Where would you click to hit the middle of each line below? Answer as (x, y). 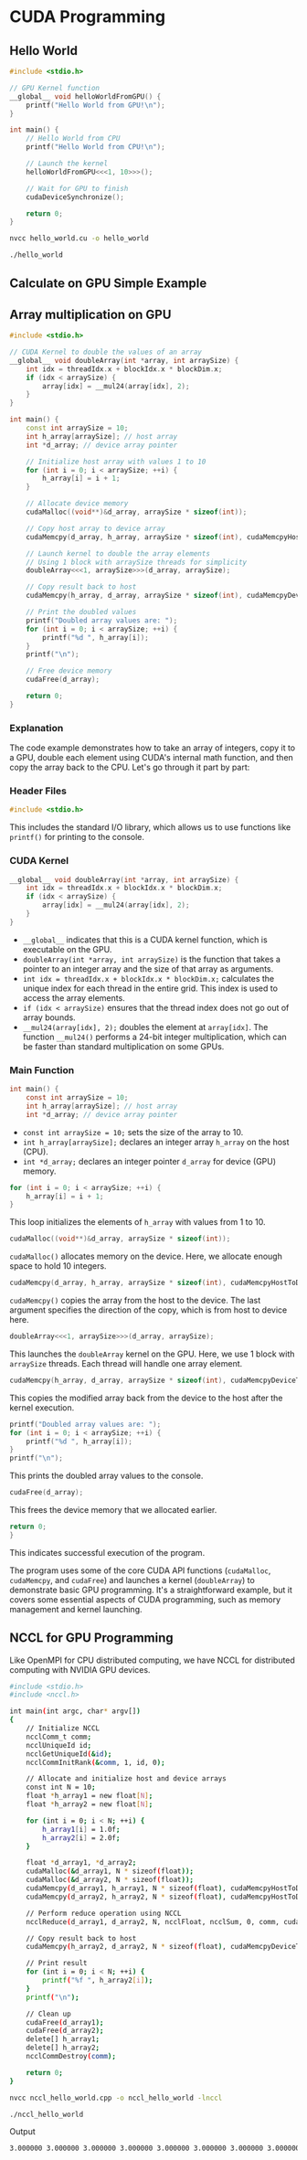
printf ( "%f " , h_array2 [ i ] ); (98, 1981)
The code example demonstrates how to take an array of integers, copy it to (152, 748)
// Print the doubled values (81, 612)
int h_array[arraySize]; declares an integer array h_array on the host (156, 1142)
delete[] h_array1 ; (63, 2039)
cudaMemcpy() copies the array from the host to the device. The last (135, 1301)
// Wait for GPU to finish (77, 188)
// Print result (57, 1963)
